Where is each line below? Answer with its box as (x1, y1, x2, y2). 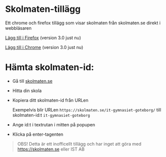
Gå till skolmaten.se (12, 78, 53, 84)
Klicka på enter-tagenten (12, 131, 64, 137)
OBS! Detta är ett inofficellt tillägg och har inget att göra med (17, 141, 142, 147)
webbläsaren (5, 25, 32, 31)
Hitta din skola (12, 88, 42, 94)
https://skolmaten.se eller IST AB (17, 146, 85, 152)
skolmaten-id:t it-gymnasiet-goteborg (12, 112, 90, 118)
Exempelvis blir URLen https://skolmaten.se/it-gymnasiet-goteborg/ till (12, 106, 162, 112)
